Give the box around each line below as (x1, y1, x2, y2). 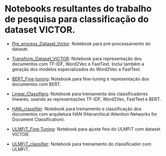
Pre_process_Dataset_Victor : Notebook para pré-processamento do (11, 40, 151, 46)
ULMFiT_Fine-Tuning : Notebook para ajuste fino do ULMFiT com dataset (11, 126, 161, 132)
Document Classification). (11, 116, 65, 122)
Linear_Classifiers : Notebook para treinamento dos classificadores (11, 91, 148, 97)
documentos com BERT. (11, 81, 62, 87)
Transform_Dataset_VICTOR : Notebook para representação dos (11, 55, 142, 61)
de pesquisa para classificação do (4, 13, 149, 25)
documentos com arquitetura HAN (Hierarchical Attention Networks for (11, 111, 158, 117)
